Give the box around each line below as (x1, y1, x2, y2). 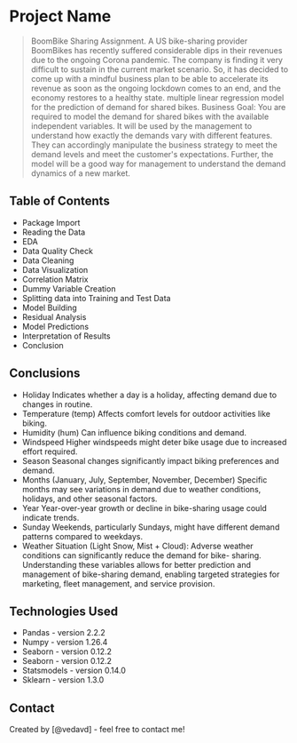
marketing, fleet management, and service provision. (21, 578, 215, 588)
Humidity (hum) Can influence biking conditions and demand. (21, 427, 246, 437)
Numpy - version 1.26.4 (21, 637, 108, 648)
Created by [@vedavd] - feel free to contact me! (9, 724, 185, 735)
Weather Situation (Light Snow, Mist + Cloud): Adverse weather (21, 540, 254, 551)
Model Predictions (21, 321, 90, 332)
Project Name (9, 6, 112, 27)
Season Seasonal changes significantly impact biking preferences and (21, 455, 279, 466)
